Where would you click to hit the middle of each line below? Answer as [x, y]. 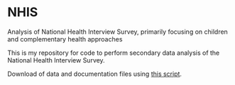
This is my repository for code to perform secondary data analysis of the [114, 53]
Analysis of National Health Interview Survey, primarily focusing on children [118, 32]
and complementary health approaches [65, 39]
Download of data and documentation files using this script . [95, 74]
